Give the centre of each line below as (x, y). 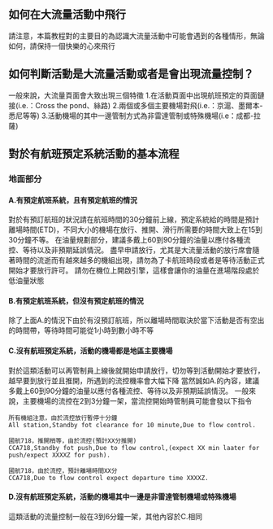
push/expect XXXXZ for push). (60, 455)
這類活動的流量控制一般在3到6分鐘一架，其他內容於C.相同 (106, 516)
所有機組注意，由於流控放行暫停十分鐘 (63, 418)
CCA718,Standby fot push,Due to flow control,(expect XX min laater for (134, 448)
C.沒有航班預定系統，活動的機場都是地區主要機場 (91, 350)
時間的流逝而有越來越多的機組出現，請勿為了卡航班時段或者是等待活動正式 (140, 260)
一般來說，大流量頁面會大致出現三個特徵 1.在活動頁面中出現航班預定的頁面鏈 (136, 95)
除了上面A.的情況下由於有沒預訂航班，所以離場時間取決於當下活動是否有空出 (136, 321)
